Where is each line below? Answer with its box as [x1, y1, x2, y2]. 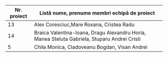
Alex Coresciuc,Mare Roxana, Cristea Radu [34, 21, 135, 28]
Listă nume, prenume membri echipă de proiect [39, 9, 155, 16]
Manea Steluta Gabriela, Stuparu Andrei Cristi [34, 35, 141, 42]
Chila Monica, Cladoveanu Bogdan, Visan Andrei [34, 43, 147, 50]
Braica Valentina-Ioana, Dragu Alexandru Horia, [34, 29, 146, 36]
